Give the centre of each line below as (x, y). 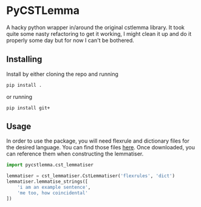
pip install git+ (28, 108)
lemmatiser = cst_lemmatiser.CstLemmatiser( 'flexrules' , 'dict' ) (90, 176)
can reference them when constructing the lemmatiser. (75, 154)
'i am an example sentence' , (54, 188)
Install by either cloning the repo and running (62, 74)
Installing (24, 59)
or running (19, 97)
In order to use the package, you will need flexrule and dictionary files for (98, 141)
